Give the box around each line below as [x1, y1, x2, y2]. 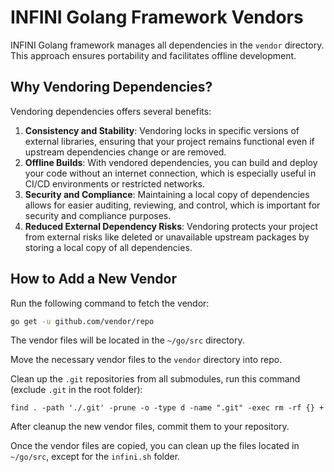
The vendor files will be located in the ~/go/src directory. [10, 334, 245, 346]
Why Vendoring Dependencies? [10, 79, 213, 96]
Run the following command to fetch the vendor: [10, 297, 210, 309]
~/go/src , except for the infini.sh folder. [10, 451, 181, 463]
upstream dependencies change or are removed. [24, 146, 227, 158]
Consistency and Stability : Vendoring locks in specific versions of [24, 124, 300, 136]
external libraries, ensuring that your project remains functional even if [24, 135, 315, 147]
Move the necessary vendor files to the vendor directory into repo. [10, 354, 283, 366]
